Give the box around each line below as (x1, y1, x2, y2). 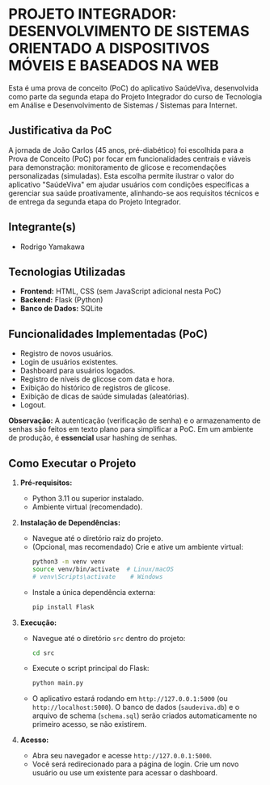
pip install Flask (32, 603, 95, 611)
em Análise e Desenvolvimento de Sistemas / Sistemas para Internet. (8, 100, 238, 110)
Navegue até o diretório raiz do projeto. (32, 534, 163, 542)
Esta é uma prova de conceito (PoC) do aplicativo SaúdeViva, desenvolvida (8, 82, 259, 93)
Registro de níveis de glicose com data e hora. (19, 374, 175, 384)
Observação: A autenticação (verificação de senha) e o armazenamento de (8, 416, 261, 425)
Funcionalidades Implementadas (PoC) (8, 327, 209, 340)
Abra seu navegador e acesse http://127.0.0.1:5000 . (32, 751, 213, 761)
